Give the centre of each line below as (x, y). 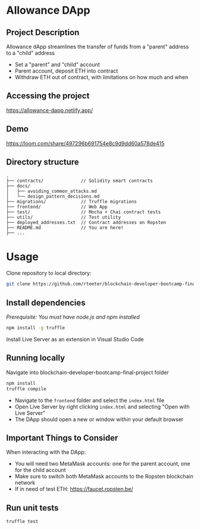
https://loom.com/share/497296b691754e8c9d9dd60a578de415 (85, 143)
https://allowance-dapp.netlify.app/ (50, 110)
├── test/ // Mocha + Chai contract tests (84, 212)
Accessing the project (48, 96)
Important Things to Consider (62, 438)
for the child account (40, 470)
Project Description (43, 32)
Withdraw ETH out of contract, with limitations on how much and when (101, 77)
